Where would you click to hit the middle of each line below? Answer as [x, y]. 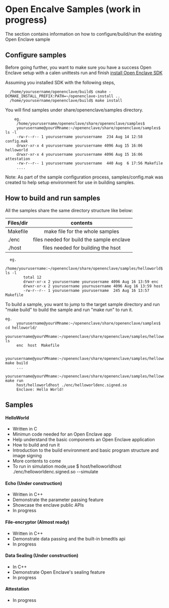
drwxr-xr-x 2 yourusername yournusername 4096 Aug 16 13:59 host [93, 286]
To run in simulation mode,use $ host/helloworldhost [67, 466]
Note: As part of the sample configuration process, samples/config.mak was [84, 177]
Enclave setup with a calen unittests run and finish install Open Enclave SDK [84, 73]
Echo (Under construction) [34, 483]
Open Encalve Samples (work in [73, 9]
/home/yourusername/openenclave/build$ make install [66, 100]
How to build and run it [36, 445]
